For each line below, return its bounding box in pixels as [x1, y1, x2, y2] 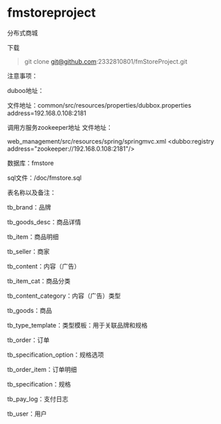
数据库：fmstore [7, 158, 54, 167]
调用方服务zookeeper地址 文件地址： [7, 123, 113, 131]
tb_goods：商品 [7, 306, 52, 314]
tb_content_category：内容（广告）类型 [7, 291, 121, 300]
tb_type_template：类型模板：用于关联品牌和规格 [7, 321, 148, 329]
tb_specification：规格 [7, 380, 72, 388]
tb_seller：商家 [7, 247, 50, 255]
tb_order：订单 [7, 335, 50, 344]
